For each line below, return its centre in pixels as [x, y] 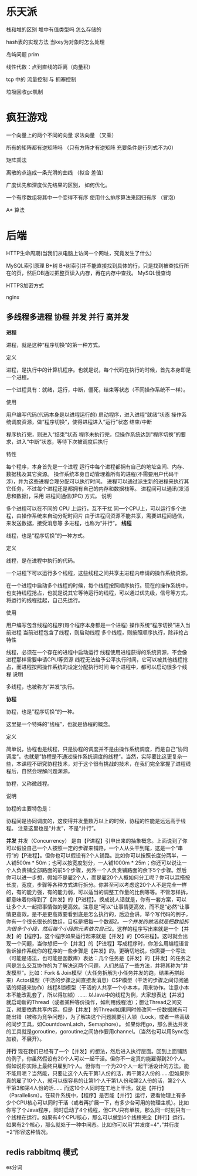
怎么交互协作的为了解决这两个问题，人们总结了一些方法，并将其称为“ [100, 965]
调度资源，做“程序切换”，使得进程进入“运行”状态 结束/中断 [81, 422]
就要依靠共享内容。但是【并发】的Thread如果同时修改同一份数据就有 [99, 1009]
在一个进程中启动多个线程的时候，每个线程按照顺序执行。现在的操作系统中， [98, 585]
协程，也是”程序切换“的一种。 [42, 711]
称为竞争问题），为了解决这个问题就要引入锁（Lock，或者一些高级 [111, 1016]
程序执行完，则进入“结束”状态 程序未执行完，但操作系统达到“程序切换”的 [94, 434]
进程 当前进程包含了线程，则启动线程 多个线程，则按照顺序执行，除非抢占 [100, 632]
